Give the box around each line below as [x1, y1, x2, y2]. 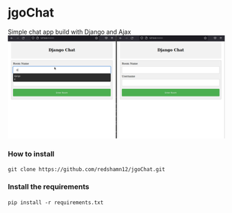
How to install [8, 150, 54, 159]
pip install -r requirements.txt [8, 199, 104, 206]
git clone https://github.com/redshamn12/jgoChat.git [8, 166, 166, 173]
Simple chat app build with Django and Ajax [8, 28, 131, 36]
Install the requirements [8, 182, 89, 192]
